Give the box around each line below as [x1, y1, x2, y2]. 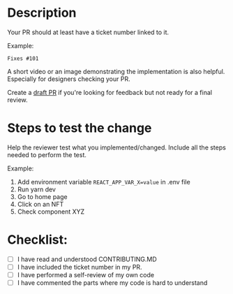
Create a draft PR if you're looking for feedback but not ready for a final [7, 88, 213, 96]
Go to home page [17, 192, 68, 200]
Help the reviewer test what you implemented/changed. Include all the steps [7, 143, 227, 152]
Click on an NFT [17, 200, 64, 208]
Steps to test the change [7, 120, 152, 136]
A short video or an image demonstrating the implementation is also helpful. [7, 67, 225, 75]
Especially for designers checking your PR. [7, 75, 130, 83]
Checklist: [7, 232, 68, 248]
